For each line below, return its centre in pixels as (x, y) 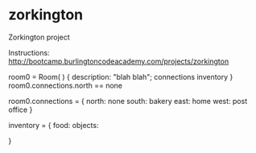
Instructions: (29, 52)
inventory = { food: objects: (54, 125)
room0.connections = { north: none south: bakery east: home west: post (128, 101)
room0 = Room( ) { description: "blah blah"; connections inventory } (121, 76)
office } (21, 110)
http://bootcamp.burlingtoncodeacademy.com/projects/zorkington (119, 61)
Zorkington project (39, 37)
